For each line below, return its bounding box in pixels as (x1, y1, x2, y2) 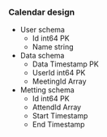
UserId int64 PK (32, 68, 86, 78)
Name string (32, 42, 74, 52)
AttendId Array (32, 102, 82, 112)
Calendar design (8, 6, 75, 18)
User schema (19, 25, 65, 35)
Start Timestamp (32, 111, 88, 121)
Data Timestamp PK (32, 59, 99, 69)
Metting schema (19, 85, 75, 95)
